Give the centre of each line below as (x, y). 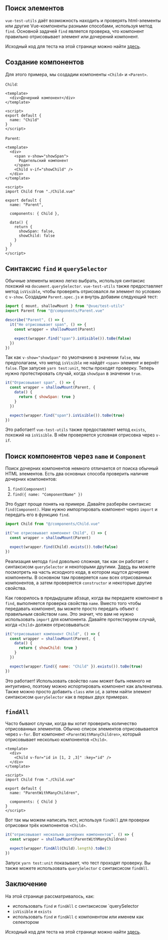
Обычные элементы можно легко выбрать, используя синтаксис (75, 281)
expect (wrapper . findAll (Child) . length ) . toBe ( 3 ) (61, 849)
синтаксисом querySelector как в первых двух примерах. (67, 697)
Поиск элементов (35, 8)
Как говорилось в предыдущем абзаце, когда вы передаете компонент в (84, 598)
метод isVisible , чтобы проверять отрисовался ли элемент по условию (83, 292)
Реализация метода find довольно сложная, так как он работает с (77, 561)
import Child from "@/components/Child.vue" (53, 524)
